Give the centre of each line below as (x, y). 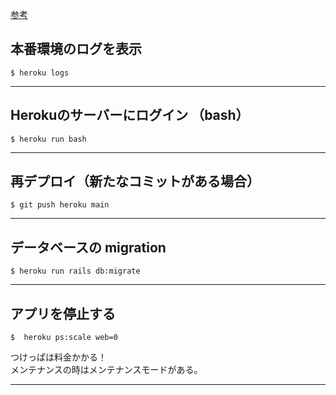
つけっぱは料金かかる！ (58, 357)
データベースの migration (88, 247)
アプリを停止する (63, 313)
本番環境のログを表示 (76, 49)
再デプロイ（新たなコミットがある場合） (135, 181)
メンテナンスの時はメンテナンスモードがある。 (106, 370)
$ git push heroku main (60, 205)
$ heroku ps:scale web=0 (64, 338)
